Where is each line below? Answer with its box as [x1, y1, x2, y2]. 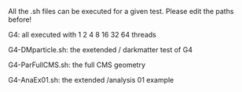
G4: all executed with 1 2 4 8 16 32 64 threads [8, 30, 157, 39]
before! [8, 15, 32, 24]
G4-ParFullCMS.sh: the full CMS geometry [8, 60, 146, 69]
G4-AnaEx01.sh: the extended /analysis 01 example [8, 76, 174, 84]
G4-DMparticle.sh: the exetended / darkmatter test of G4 [8, 45, 192, 54]
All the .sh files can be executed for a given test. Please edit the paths [8, 7, 234, 16]
